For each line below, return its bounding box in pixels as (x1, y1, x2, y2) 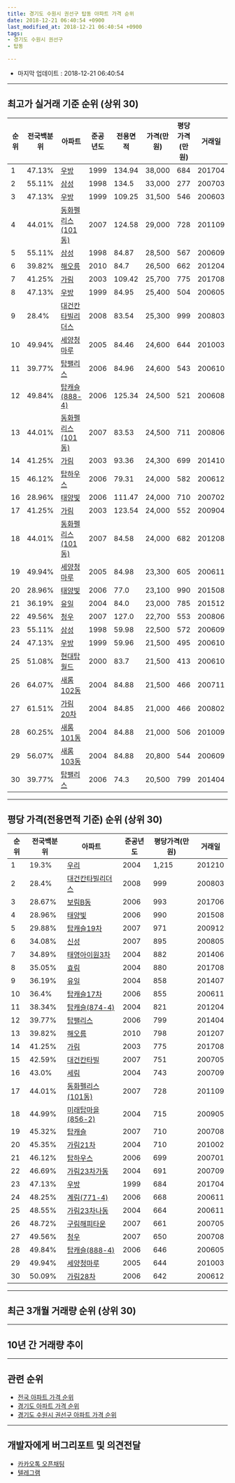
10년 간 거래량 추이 (7, 1339, 84, 1350)
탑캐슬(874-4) (66, 1002, 115, 1012)
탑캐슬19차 (66, 923, 103, 933)
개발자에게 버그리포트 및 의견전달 (7, 1440, 141, 1451)
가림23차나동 (66, 1205, 109, 1215)
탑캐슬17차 (66, 989, 103, 999)
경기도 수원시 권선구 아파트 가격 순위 (17, 1411, 117, 1419)
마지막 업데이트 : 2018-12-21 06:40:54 (17, 69, 124, 77)
